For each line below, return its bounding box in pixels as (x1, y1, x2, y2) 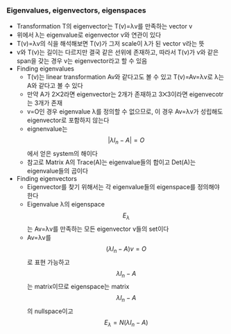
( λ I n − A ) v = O (105, 245, 147, 254)
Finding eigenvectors (16, 175, 78, 183)
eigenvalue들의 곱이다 (26, 167, 88, 175)
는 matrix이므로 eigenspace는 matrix (26, 283, 130, 291)
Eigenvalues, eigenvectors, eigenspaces (6, 6, 146, 15)
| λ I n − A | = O (108, 136, 145, 146)
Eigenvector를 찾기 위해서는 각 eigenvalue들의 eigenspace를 (26, 183, 196, 191)
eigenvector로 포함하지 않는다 (26, 116, 110, 125)
